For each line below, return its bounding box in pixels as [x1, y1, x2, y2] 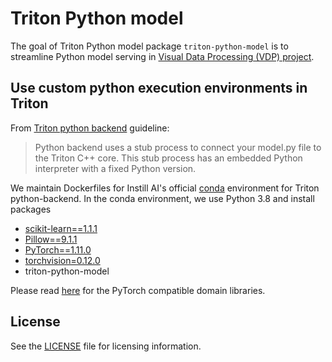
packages [10, 203, 52, 215]
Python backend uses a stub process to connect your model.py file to [34, 141, 322, 153]
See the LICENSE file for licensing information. [10, 340, 202, 352]
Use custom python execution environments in [10, 80, 308, 97]
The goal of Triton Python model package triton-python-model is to [10, 40, 289, 52]
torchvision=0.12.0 [24, 254, 101, 266]
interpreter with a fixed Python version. [34, 162, 197, 174]
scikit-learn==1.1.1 [24, 222, 98, 234]
